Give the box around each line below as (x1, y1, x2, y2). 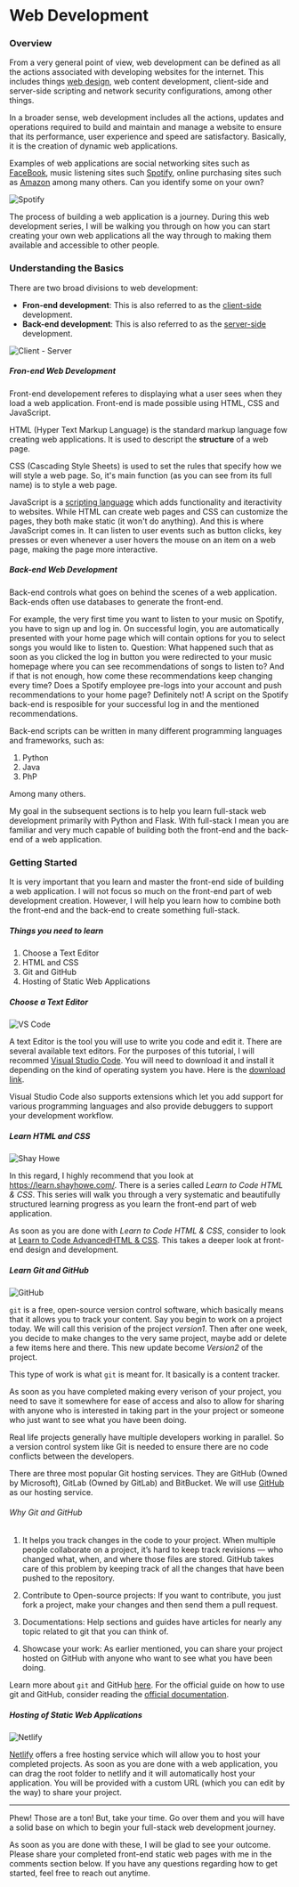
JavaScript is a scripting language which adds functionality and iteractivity (9, 496, 283, 508)
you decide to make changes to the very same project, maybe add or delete (9, 1332, 287, 1343)
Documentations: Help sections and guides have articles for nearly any (21, 1617, 282, 1628)
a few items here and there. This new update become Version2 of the (9, 1342, 263, 1353)
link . (9, 1074, 25, 1085)
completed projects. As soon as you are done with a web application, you (9, 1759, 279, 1769)
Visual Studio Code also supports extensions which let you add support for (9, 1091, 284, 1102)
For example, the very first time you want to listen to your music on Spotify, (9, 614, 285, 624)
